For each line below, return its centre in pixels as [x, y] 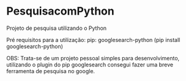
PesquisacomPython [60, 11]
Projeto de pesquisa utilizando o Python [57, 28]
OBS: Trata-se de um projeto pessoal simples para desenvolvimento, [93, 58]
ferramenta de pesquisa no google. [51, 71]
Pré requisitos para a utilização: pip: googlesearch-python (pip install [93, 40]
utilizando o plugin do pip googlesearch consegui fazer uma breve [90, 65]
